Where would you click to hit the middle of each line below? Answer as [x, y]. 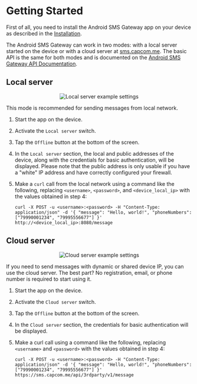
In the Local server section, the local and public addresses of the [94, 153]
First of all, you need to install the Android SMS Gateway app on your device [99, 27]
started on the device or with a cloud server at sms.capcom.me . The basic [96, 51]
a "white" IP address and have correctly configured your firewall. [93, 172]
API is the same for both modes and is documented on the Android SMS [93, 57]
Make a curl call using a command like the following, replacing [90, 342]
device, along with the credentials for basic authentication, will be [94, 160]
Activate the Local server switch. [55, 130]
